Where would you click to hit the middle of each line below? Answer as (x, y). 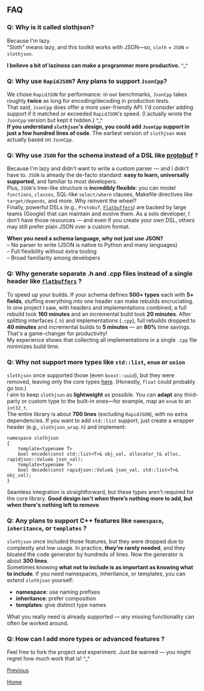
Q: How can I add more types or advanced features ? (86, 639)
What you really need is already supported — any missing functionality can (101, 617)
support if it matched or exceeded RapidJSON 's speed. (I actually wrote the (99, 113)
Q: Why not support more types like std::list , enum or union (96, 362)
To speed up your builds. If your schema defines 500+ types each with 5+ (100, 294)
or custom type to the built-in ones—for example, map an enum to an (106, 401)
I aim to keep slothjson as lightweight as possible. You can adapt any (95, 394)
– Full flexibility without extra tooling (52, 251)
